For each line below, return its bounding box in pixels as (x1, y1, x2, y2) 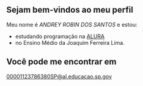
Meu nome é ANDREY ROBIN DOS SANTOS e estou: (6, 21, 137, 28)
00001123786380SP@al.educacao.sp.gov (6, 73, 112, 80)
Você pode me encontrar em (6, 57, 117, 67)
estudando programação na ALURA (15, 33, 105, 40)
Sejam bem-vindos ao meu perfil (6, 5, 133, 15)
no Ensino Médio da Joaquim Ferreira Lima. (15, 39, 125, 46)
